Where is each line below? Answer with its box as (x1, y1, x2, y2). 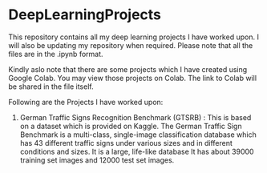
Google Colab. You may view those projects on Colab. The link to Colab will (8, 73, 257, 82)
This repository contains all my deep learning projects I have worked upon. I (8, 32, 259, 42)
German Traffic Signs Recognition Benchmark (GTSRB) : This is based (19, 112, 252, 122)
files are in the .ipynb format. (8, 49, 103, 58)
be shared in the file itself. (8, 82, 94, 91)
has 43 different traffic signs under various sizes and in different (19, 138, 233, 147)
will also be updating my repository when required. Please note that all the (8, 40, 253, 50)
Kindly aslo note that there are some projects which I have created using (8, 64, 248, 74)
